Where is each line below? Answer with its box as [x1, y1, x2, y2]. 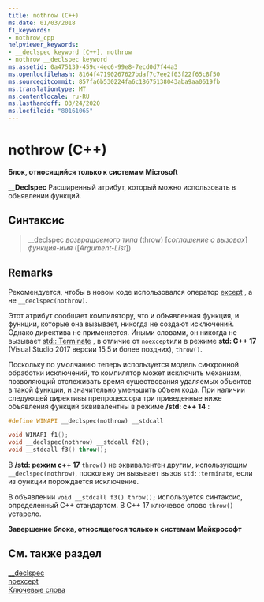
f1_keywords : [8, 26, 51, 34]
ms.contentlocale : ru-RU [8, 92, 90, 100]
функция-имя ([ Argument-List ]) [27, 243, 132, 253]
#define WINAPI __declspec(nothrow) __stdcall [8, 416, 164, 425]
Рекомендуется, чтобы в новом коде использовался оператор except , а [8, 287, 253, 296]
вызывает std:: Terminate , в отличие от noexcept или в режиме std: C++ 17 [8, 336, 257, 345]
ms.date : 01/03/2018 [8, 19, 76, 27]
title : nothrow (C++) [8, 11, 80, 20]
